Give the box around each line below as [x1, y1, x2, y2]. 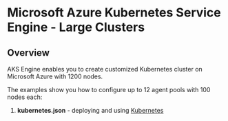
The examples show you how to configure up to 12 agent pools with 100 [7, 86, 211, 93]
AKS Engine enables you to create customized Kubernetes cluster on [7, 65, 203, 73]
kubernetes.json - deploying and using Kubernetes [17, 107, 164, 114]
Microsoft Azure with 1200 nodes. [7, 72, 103, 80]
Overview [7, 47, 50, 58]
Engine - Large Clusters [7, 19, 145, 35]
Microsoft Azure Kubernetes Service [7, 5, 222, 21]
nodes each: [7, 93, 43, 101]
